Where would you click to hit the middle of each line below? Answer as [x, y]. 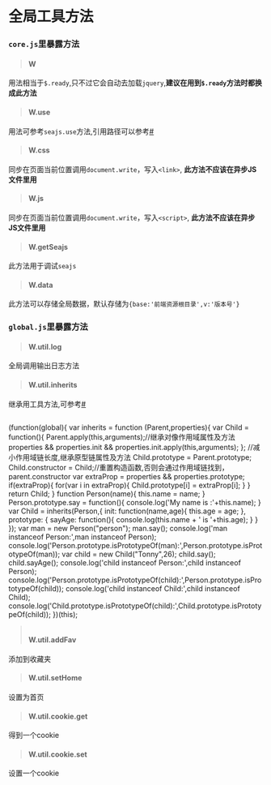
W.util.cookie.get [58, 716]
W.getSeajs [48, 247]
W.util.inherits [53, 385]
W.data [40, 285]
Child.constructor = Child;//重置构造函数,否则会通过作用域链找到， [119, 467]
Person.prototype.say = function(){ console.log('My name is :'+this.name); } [135, 502]
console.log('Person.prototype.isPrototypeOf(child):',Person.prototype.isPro [135, 580]
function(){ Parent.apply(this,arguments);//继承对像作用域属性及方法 [122, 437]
